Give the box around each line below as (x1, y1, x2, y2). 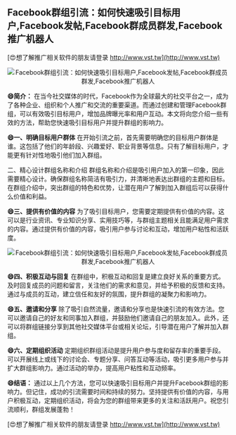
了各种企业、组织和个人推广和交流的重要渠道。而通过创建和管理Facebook (7, 101, 221, 109)
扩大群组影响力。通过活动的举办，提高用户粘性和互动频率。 (7, 363, 180, 372)
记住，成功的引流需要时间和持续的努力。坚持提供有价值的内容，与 (31, 387, 223, 396)
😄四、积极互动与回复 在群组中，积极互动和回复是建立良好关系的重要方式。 (7, 272, 225, 280)
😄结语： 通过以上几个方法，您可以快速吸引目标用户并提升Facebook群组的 (7, 379, 223, 387)
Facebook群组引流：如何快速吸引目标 (7, 6, 172, 19)
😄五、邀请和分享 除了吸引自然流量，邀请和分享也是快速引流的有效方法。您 (7, 305, 225, 313)
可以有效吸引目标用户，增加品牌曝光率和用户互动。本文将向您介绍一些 (19, 109, 223, 118)
